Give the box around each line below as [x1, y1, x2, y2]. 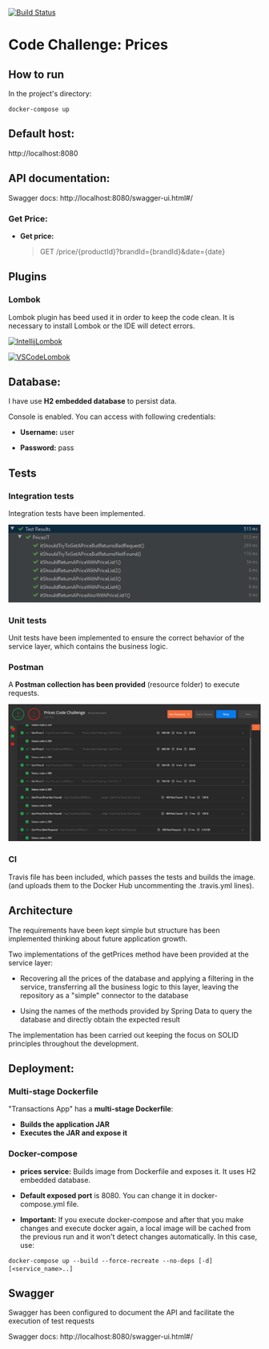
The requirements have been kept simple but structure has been [8, 925, 220, 935]
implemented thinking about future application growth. [8, 933, 188, 943]
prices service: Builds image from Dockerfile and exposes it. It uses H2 [19, 1166, 256, 1176]
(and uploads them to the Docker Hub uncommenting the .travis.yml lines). [8, 880, 255, 890]
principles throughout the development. [8, 1038, 139, 1048]
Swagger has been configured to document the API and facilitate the [8, 1308, 235, 1318]
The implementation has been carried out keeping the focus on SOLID [8, 1030, 239, 1039]
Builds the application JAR [19, 1119, 110, 1129]
